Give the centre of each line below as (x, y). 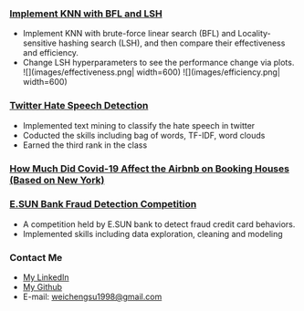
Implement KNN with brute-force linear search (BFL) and (129, 34)
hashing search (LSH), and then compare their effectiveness (172, 43)
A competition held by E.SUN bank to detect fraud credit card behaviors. (159, 224)
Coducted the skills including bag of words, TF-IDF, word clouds (144, 135)
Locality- (254, 34)
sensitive (40, 43)
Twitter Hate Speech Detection (79, 106)
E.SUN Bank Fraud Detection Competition (103, 204)
